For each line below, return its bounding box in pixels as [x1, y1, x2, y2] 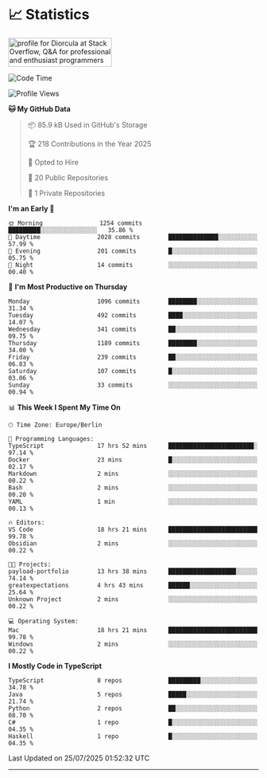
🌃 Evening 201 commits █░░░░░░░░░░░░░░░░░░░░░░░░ [8, 247, 258, 255]
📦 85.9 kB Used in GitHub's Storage [27, 120, 148, 129]
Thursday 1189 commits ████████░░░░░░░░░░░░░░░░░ [8, 339, 258, 347]
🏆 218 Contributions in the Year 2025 [27, 139, 152, 148]
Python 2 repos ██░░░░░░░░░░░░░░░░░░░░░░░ [8, 704, 258, 713]
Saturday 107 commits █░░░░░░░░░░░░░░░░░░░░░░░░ [8, 367, 258, 375]
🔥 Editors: [8, 518, 45, 526]
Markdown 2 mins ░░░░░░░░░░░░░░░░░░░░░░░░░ [8, 470, 258, 477]
